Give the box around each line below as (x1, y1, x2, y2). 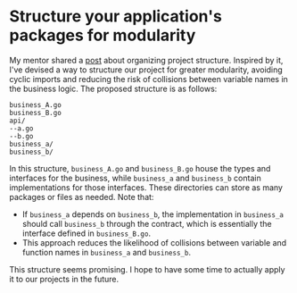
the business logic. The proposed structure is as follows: (9, 83, 218, 94)
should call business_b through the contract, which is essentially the (21, 218, 272, 229)
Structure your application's (9, 6, 223, 27)
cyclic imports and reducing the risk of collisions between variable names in (9, 73, 288, 84)
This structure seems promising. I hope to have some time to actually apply (9, 264, 285, 274)
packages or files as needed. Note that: (9, 191, 154, 202)
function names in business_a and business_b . (21, 247, 192, 257)
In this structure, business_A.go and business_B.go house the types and (9, 163, 271, 173)
